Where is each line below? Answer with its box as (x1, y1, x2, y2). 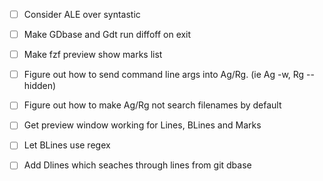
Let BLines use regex (23, 139, 111, 151)
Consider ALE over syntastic (23, 9, 141, 20)
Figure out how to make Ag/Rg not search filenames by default (23, 99, 282, 111)
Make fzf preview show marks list (23, 49, 163, 61)
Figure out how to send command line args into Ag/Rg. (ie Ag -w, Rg (23, 69, 305, 81)
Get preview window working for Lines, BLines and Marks (23, 119, 262, 131)
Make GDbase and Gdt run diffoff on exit (23, 29, 192, 41)
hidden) (23, 80, 57, 92)
